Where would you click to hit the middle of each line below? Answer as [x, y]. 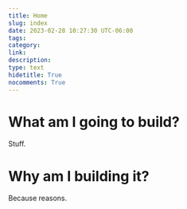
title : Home [28, 16]
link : [17, 53]
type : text [26, 68]
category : [25, 45]
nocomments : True [37, 82]
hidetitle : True [35, 75]
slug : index [28, 23]
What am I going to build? [94, 122]
